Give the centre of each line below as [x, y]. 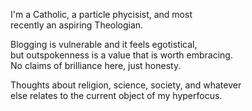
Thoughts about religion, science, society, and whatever [126, 85]
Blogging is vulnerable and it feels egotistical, [104, 44]
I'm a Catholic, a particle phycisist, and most [101, 14]
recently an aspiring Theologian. [77, 25]
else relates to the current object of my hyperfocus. [116, 95]
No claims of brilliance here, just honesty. [96, 65]
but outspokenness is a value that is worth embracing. [121, 55]
